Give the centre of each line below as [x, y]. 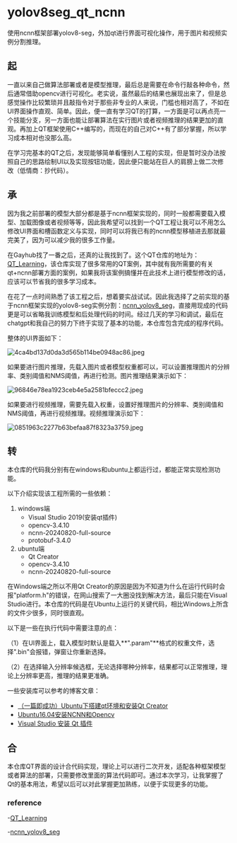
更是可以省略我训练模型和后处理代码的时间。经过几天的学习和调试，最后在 [115, 314]
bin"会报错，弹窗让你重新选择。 [64, 652]
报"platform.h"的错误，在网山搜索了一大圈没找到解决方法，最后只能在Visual [117, 595]
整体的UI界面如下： [35, 338]
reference [25, 803]
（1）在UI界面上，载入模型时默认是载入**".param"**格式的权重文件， [108, 643]
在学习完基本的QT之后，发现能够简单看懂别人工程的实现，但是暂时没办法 [114, 152]
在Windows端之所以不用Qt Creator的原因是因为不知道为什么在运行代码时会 [116, 586]
